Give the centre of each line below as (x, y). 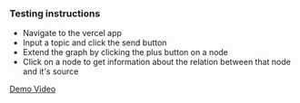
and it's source (50, 71)
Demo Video (33, 89)
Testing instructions (55, 14)
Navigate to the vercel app (72, 33)
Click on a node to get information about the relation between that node (156, 62)
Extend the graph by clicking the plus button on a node (125, 52)
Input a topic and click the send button (95, 42)
